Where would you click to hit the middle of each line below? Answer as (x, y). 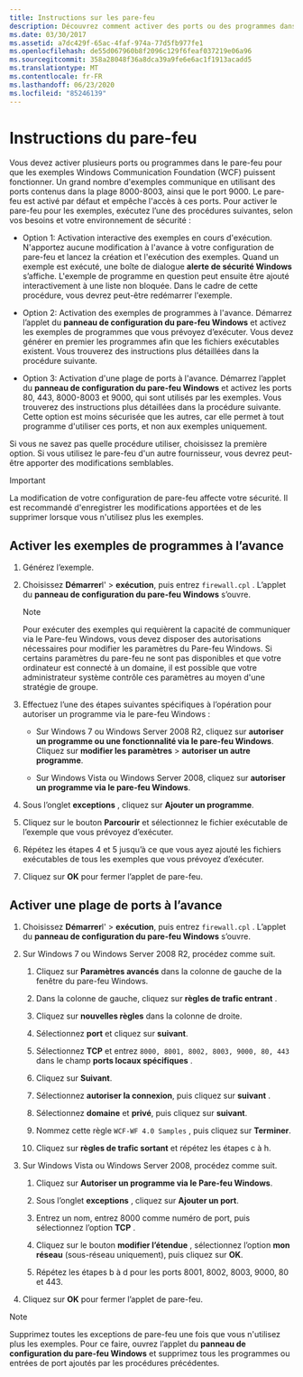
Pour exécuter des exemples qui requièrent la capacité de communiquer (156, 629)
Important (28, 480)
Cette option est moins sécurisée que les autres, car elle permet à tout (153, 417)
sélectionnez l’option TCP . (86, 1228)
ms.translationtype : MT (54, 69)
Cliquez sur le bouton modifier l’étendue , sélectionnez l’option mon (163, 1245)
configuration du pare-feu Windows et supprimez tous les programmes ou (150, 1354)
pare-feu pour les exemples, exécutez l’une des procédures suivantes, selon (151, 211)
